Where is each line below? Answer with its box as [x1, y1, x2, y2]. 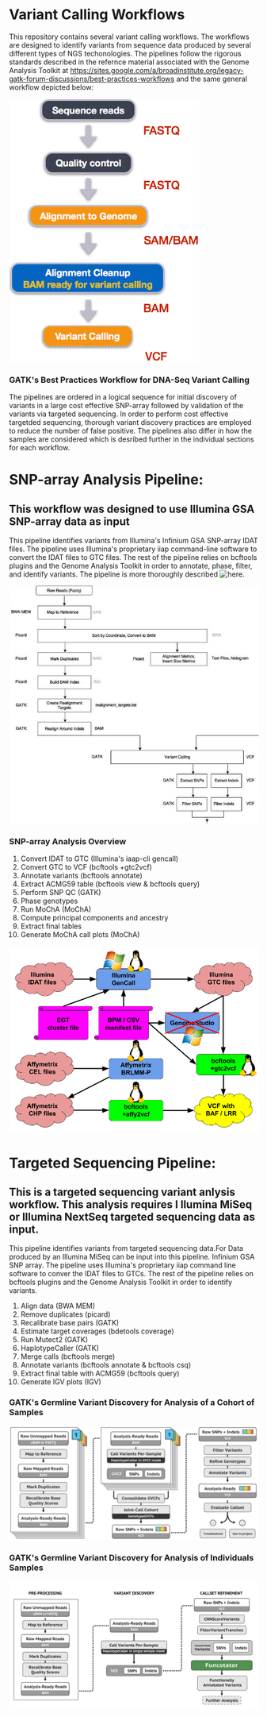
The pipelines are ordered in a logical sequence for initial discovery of [9, 392, 237, 402]
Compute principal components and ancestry [20, 913, 169, 923]
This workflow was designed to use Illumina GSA [9, 502, 255, 515]
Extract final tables [20, 921, 82, 931]
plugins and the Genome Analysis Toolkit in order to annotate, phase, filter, [9, 561, 253, 571]
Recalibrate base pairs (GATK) [20, 1318, 120, 1328]
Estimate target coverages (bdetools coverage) [20, 1326, 175, 1336]
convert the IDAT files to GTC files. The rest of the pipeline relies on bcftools [9, 553, 257, 562]
